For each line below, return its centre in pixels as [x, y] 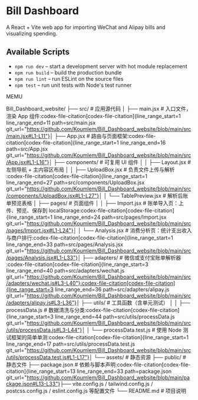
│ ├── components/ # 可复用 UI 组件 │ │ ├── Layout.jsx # [120, 162]
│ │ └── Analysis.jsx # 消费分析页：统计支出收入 [133, 230]
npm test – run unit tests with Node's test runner [73, 85]
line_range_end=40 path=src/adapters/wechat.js [65, 270]
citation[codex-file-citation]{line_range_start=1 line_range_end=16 [86, 142]
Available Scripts [38, 52]
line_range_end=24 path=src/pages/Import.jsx [110, 217]
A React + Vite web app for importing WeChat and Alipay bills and [86, 27]
